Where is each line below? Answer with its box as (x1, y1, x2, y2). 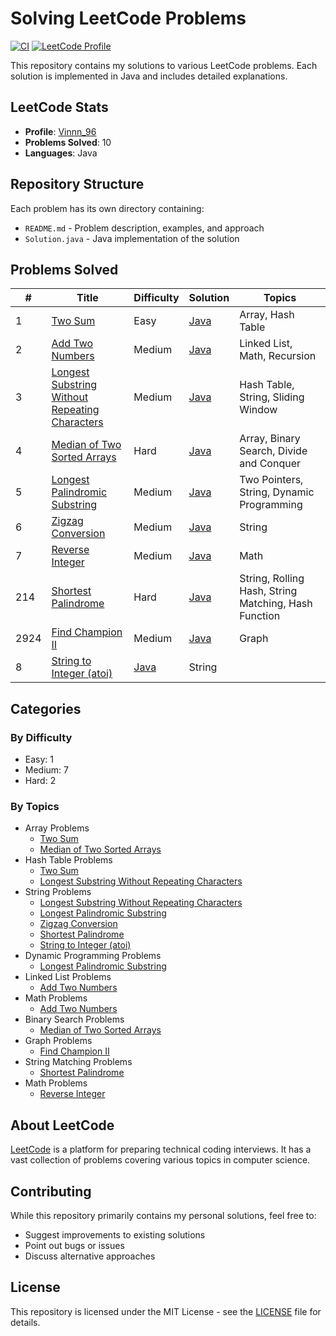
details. (10, 1316, 41, 1328)
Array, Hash (239, 308, 295, 322)
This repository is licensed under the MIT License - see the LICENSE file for (10, 1305, 322, 1317)
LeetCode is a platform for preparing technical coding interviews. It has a (10, 1143, 312, 1156)
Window (239, 403, 278, 417)
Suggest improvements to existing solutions (24, 1228, 206, 1241)
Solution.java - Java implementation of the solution (24, 232, 240, 244)
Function (239, 609, 281, 623)
